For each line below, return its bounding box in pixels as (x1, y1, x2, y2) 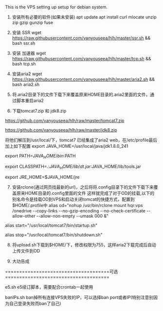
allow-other (12, 213, 36, 219)
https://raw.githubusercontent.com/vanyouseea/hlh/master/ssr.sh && (12, 35, 151, 41)
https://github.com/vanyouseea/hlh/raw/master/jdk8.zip (5, 127, 118, 133)
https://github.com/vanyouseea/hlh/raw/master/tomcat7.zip (5, 118, 125, 123)
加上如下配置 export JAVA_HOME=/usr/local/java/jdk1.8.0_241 (5, 143, 128, 149)
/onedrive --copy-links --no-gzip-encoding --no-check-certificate (12, 207, 146, 213)
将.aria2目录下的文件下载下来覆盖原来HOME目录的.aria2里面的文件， (12, 92, 150, 97)
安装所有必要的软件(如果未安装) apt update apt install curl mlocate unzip (12, 14, 157, 20)
